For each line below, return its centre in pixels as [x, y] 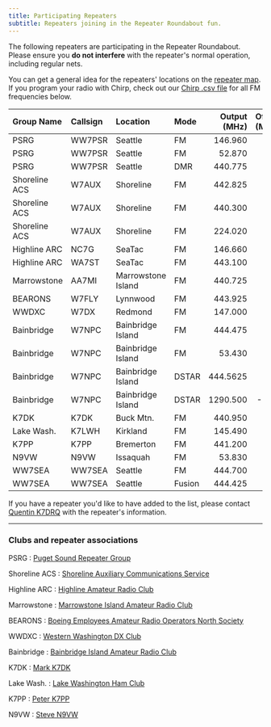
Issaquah [133, 457]
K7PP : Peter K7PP [39, 699]
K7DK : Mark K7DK [40, 667]
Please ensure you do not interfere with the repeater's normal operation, [129, 55]
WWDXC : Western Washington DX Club [75, 636]
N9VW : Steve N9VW [44, 714]
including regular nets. [46, 63]
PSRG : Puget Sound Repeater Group [70, 557]
